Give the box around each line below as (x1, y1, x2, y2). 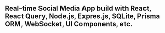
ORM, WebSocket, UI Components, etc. (5, 20, 133, 28)
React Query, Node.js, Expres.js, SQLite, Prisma (5, 12, 160, 21)
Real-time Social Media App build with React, (5, 4, 152, 13)
